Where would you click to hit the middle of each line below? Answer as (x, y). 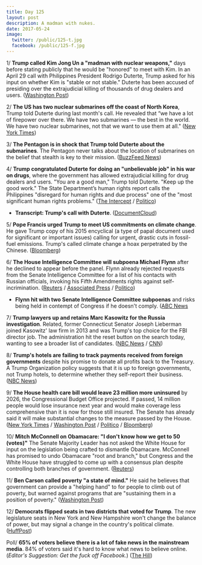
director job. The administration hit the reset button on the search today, (96, 337)
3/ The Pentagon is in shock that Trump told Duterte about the (85, 144)
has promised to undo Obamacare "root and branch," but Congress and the (100, 455)
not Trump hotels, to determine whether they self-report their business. (95, 374)
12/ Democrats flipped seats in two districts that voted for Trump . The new (101, 511)
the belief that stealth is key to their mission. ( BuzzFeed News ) (84, 157)
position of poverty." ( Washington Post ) (55, 500)
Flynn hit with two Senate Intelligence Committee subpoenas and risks (105, 299)
